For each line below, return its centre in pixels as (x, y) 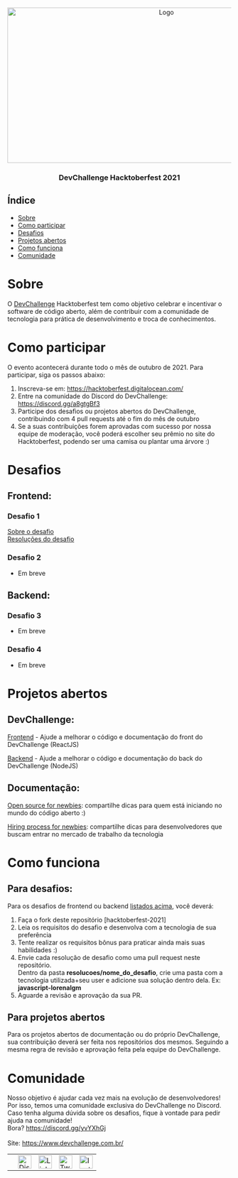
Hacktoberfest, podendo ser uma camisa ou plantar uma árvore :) (113, 441)
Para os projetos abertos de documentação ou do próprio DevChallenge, (114, 1035)
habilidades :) (38, 950)
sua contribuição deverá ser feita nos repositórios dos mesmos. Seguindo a (118, 1042)
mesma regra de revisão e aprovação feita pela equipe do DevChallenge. (114, 1049)
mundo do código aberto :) (47, 812)
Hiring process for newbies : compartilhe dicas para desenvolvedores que (115, 827)
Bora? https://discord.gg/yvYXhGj (57, 1128)
